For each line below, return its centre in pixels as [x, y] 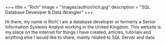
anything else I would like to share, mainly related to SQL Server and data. [81, 37]
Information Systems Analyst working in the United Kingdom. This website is [83, 27]
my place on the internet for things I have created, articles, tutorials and [78, 32]
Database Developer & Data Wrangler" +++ [49, 12]
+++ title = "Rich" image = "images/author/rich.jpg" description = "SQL [78, 7]
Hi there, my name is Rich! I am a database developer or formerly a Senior [81, 22]
